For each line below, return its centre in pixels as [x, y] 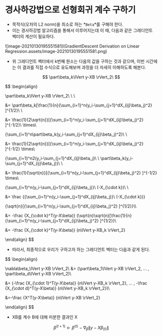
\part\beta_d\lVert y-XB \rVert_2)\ [38, 273]
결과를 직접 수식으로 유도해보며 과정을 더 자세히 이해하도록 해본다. [84, 67]
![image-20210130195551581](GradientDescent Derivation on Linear [72, 46]
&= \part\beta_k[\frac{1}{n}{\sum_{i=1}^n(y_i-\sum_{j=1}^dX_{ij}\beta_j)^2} [79, 105]
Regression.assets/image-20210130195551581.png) [56, 51]
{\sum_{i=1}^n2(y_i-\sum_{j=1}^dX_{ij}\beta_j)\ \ [52, 158]
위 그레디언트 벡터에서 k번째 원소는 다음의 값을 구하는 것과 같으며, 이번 [78, 61]
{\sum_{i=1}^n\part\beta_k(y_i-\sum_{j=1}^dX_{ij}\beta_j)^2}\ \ [66, 134]
